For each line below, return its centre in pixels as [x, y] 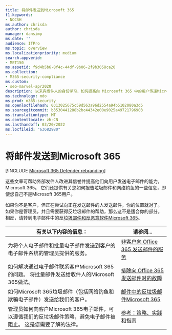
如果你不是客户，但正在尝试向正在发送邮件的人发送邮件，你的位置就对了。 [84, 205]
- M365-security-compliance [35, 77]
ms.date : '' [18, 39]
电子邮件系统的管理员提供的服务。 [49, 253]
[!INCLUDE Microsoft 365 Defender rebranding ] [56, 171]
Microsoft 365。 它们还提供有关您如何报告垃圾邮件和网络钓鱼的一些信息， [84, 188]
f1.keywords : [19, 15]
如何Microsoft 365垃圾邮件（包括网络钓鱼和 [61, 292]
